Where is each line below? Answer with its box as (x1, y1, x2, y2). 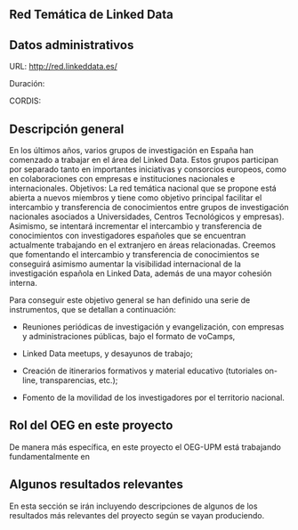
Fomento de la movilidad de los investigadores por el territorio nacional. (21, 392, 285, 404)
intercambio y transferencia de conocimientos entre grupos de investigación (9, 202, 289, 213)
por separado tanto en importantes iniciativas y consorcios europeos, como (9, 164, 287, 175)
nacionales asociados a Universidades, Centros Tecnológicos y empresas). (9, 211, 285, 222)
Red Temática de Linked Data (9, 7, 173, 22)
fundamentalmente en (9, 451, 91, 461)
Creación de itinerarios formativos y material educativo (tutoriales (21, 365, 263, 377)
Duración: (9, 78, 45, 89)
